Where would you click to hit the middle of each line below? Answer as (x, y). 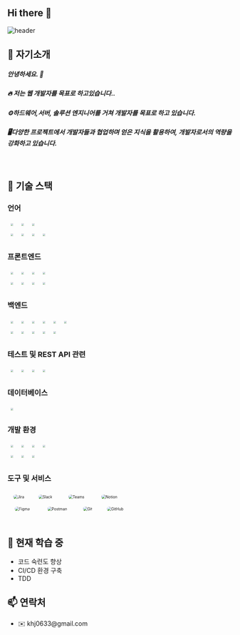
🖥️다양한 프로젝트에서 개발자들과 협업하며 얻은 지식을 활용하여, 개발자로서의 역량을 (120, 132)
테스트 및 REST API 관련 (47, 354)
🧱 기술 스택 (30, 186)
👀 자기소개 (29, 55)
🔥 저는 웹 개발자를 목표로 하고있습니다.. (62, 93)
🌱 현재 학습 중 (36, 543)
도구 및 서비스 (30, 479)
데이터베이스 (28, 392)
